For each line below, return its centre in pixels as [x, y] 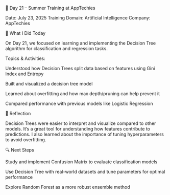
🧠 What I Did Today [26, 33]
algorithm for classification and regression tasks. [57, 48]
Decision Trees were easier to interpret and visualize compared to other [81, 123]
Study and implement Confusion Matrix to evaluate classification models [81, 162]
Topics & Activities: [26, 58]
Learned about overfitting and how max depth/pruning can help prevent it [82, 94]
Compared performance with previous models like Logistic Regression [79, 103]
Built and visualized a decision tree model [49, 84]
